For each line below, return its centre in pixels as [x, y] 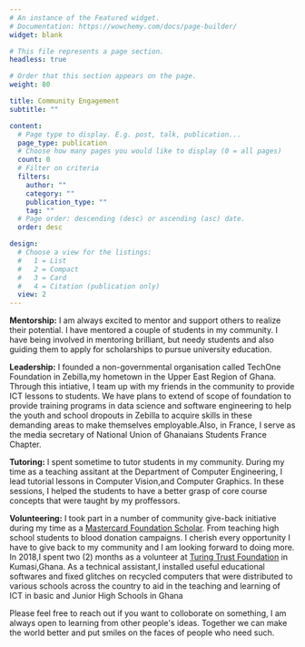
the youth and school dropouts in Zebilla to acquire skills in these [131, 416]
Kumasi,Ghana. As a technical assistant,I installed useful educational [137, 567]
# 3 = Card [42, 278]
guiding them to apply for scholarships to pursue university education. [141, 349]
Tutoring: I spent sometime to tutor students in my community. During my [147, 462]
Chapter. [25, 445]
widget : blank [36, 35]
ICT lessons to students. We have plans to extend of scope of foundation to [151, 396]
